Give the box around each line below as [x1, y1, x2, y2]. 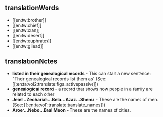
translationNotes [5, 58, 58, 66]
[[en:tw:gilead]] [12, 43, 44, 49]
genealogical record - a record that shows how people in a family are [12, 86, 153, 92]
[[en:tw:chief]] [12, 22, 42, 28]
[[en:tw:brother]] [12, 17, 47, 23]
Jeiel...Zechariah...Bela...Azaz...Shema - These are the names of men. [12, 96, 159, 102]
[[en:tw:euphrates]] [12, 38, 52, 44]
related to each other [12, 91, 55, 97]
